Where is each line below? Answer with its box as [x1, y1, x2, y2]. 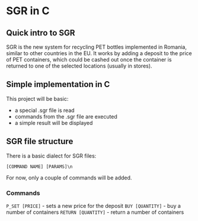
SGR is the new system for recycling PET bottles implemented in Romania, [6, 43, 187, 50]
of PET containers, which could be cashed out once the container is [6, 56, 172, 63]
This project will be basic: [6, 95, 69, 102]
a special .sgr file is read [14, 107, 75, 114]
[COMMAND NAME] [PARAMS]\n [6, 164, 73, 169]
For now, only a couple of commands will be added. [6, 174, 132, 181]
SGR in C [6, 4, 50, 18]
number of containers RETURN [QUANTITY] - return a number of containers [6, 209, 184, 216]
